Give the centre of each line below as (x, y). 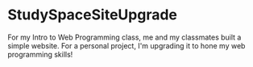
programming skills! (40, 54)
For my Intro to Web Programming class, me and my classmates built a (124, 37)
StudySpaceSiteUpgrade (93, 15)
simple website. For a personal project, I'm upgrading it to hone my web (126, 45)
